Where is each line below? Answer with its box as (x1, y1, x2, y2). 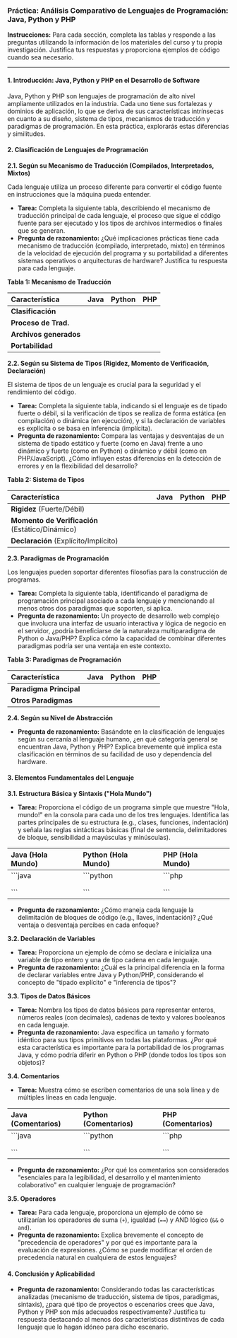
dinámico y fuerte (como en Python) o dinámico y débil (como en (17, 446, 207, 455)
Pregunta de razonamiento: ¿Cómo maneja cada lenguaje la (17, 905, 194, 914)
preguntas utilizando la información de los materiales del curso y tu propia (7, 38, 223, 47)
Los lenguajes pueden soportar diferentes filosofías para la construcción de (7, 567, 228, 576)
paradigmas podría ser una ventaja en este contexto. (17, 641, 171, 650)
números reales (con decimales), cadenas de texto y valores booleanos (17, 1013, 226, 1021)
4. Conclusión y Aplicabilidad (7, 1269, 95, 1278)
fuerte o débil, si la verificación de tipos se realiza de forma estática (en (17, 409, 226, 417)
